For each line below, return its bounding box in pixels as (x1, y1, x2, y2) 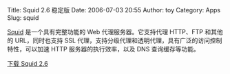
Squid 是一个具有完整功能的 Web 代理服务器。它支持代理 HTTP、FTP (7, 28, 204, 36)
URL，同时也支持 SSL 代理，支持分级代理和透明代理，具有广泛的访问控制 (14, 36, 222, 45)
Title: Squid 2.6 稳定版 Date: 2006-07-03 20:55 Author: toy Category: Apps (7, 6, 221, 14)
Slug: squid (7, 14, 39, 22)
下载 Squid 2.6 (7, 60, 48, 67)
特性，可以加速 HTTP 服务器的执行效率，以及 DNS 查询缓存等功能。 (7, 45, 200, 53)
